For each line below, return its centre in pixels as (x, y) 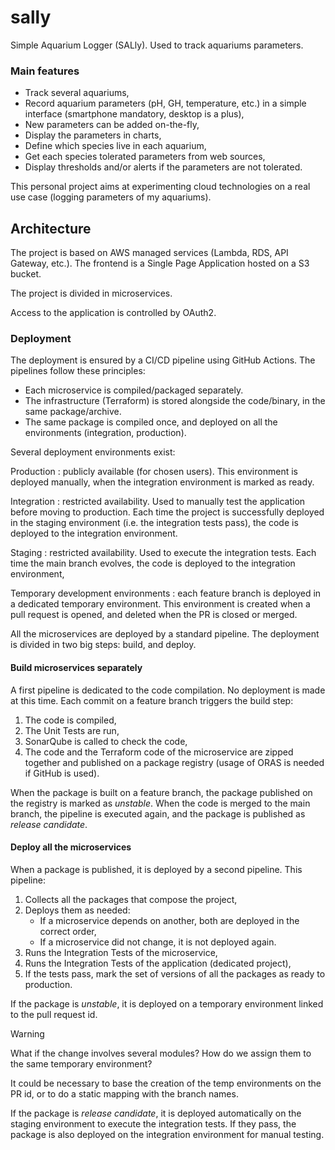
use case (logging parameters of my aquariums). (111, 197)
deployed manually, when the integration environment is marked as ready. (162, 482)
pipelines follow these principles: (78, 371)
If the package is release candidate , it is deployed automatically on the (156, 1113)
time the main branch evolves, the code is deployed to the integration (153, 563)
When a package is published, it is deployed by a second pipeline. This (156, 869)
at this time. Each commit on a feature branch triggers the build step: (152, 700)
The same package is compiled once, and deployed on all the (151, 422)
